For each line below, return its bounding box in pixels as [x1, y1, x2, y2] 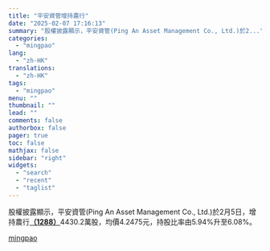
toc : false [8, 138, 45, 147]
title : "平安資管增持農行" [8, 11, 89, 20]
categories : [8, 34, 48, 43]
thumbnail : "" [8, 101, 56, 109]
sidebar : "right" [8, 154, 67, 162]
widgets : [8, 162, 38, 170]
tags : [8, 79, 27, 87]
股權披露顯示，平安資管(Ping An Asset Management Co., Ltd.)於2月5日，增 [8, 207, 257, 216]
